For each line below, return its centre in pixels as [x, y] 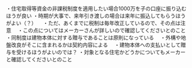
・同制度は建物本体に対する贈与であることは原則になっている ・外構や [94, 37]
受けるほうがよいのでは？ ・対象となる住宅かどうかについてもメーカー [101, 52]
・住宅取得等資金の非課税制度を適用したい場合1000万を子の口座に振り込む [96, 8]
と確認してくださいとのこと [39, 59]
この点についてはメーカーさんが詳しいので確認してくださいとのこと [104, 30]
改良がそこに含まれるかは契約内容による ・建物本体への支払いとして [96, 45]
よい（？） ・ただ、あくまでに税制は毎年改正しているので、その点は [96, 23]
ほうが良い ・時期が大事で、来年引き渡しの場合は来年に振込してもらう [91, 16]
